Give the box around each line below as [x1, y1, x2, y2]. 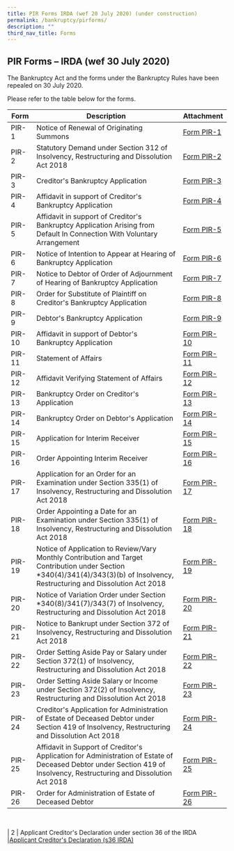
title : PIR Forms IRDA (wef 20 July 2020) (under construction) [7, 10, 198, 17]
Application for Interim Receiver [36, 434, 140, 443]
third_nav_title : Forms [7, 29, 77, 37]
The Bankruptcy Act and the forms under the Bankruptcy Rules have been [7, 74, 219, 82]
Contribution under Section [36, 562, 125, 571]
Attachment [182, 111, 224, 121]
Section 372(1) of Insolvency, [36, 656, 134, 666]
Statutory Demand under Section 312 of [36, 143, 169, 153]
